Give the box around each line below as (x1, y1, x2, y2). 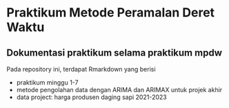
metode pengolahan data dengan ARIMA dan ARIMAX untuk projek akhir (16, 86, 223, 94)
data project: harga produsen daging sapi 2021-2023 (16, 93, 167, 101)
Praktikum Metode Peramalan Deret (6, 5, 215, 21)
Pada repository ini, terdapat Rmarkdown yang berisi (6, 65, 156, 73)
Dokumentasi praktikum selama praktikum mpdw (6, 47, 222, 58)
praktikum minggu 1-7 (16, 78, 79, 87)
